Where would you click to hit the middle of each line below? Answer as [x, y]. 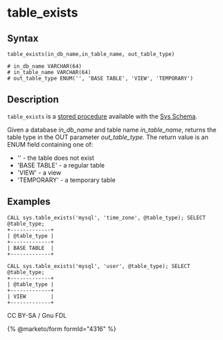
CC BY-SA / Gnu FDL [37, 315]
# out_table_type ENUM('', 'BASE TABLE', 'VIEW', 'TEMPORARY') [100, 78]
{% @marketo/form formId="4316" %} [62, 329]
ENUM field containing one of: [50, 144]
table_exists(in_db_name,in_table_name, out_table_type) [91, 54]
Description [33, 99]
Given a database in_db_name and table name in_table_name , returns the [112, 129]
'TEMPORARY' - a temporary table [66, 180]
